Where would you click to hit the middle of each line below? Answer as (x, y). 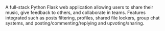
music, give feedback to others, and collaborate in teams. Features (76, 12)
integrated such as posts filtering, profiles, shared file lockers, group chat (82, 18)
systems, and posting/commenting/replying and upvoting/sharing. (75, 23)
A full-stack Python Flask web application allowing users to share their (79, 7)
